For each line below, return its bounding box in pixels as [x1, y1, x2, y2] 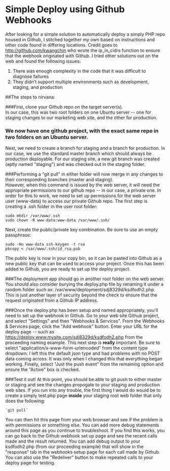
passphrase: [5, 232, 31, 238]
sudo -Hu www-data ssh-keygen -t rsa [5, 242, 85, 247]
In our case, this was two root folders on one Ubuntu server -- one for [5, 109, 151, 115]
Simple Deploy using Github [5, 4, 125, 15]
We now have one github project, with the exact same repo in [5, 127, 159, 134]
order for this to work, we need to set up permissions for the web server [5, 193, 156, 199]
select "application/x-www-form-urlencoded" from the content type [5, 345, 148, 351]
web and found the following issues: [5, 58, 81, 64]
